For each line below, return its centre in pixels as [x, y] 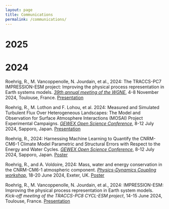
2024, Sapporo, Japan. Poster [37, 154]
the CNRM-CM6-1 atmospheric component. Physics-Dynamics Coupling [81, 170]
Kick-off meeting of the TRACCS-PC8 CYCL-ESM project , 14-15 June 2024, [84, 195]
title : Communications [29, 15]
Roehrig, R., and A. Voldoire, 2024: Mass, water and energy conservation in [84, 164]
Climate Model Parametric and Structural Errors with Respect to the [90, 144]
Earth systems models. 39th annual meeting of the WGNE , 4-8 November [82, 92]
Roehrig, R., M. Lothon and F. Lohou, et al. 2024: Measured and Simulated [82, 107]
